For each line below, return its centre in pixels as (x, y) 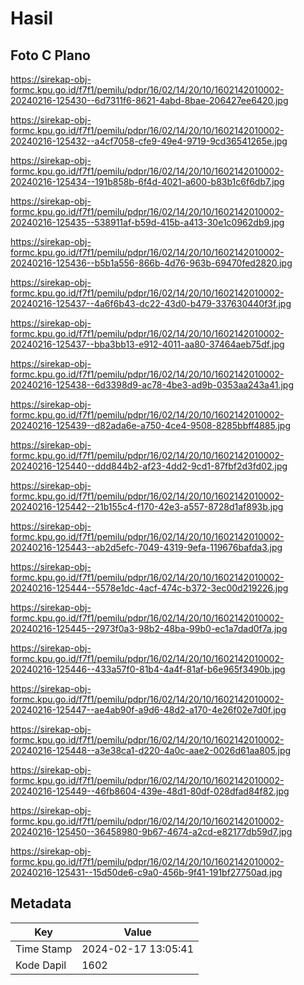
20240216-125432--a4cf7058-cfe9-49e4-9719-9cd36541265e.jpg (149, 141)
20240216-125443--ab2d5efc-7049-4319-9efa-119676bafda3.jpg (146, 547)
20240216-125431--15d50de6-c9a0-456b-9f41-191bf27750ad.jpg (146, 872)
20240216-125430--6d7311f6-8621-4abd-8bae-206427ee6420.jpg (149, 100)
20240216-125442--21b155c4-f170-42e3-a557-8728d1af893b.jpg (147, 506)
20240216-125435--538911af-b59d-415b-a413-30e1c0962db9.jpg (147, 222)
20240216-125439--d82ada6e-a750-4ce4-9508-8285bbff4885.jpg (151, 425)
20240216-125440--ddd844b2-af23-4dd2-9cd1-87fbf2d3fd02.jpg (149, 466)
